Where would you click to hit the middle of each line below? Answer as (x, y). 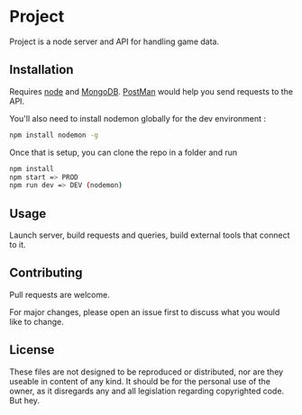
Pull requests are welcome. (59, 294)
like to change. (37, 321)
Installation (41, 70)
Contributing (46, 273)
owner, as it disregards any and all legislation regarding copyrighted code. (147, 391)
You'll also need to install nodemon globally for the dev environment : (138, 118)
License (32, 350)
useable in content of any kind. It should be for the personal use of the (140, 381)
